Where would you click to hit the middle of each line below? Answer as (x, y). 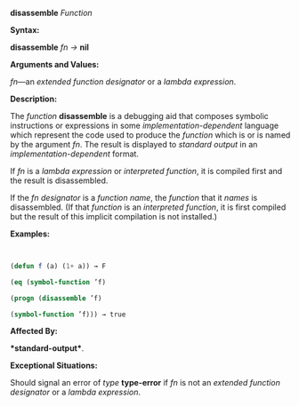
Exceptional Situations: (54, 366)
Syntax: (25, 30)
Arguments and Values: (55, 64)
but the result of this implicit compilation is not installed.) (113, 216)
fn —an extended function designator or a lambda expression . (123, 82)
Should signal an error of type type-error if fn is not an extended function (145, 383)
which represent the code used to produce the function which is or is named (150, 135)
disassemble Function (51, 13)
